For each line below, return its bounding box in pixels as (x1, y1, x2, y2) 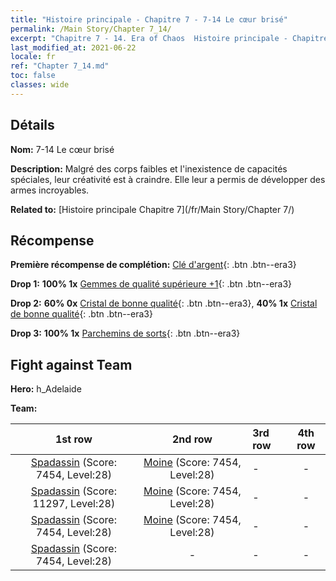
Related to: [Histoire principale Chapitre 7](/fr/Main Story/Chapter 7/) (10, 203, 295, 215)
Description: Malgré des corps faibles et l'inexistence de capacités (10, 162, 288, 175)
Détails (10, 117, 55, 134)
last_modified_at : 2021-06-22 (10, 42, 137, 53)
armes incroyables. (10, 184, 90, 196)
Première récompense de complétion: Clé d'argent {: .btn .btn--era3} (10, 259, 297, 271)
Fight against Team (10, 356, 133, 373)
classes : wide (10, 80, 70, 90)
